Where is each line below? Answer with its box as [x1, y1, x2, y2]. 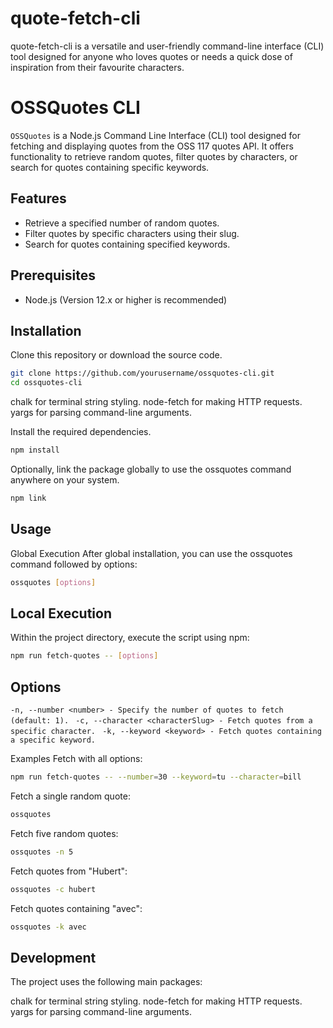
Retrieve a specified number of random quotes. [24, 217, 220, 229]
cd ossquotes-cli [10, 378, 83, 388]
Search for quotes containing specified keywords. [24, 238, 231, 250]
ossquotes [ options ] [10, 577, 97, 587]
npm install [10, 445, 60, 456]
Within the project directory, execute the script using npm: [10, 632, 250, 644]
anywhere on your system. [10, 473, 120, 486]
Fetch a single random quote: [10, 790, 131, 802]
